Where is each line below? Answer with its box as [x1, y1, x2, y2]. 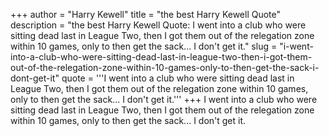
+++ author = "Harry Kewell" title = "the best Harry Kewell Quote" [10, 9, 282, 20]
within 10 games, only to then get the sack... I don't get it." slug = [10, 40, 278, 52]
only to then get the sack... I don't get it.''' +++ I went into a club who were [10, 94, 318, 105]
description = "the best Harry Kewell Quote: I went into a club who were [10, 19, 307, 31]
